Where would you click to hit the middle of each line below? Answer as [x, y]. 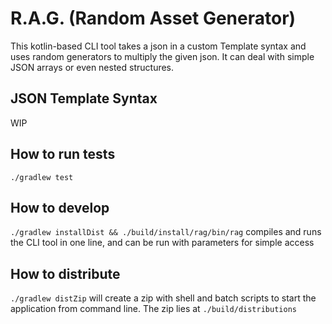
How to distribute [65, 273]
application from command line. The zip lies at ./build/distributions [153, 309]
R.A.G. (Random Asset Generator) [153, 18]
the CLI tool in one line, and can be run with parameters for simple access [162, 243]
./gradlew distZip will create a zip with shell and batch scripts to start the [163, 298]
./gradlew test [42, 177]
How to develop [60, 207]
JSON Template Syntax [84, 98]
